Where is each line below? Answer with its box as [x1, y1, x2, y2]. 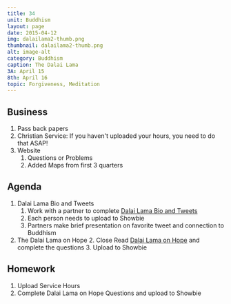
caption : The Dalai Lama [7, 61, 79, 68]
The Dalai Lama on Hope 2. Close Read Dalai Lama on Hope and [17, 236, 200, 244]
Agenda [7, 181, 42, 193]
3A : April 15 [7, 68, 45, 74]
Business [7, 106, 48, 118]
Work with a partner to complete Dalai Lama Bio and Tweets [27, 206, 198, 214]
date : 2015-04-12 [7, 29, 57, 37]
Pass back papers [17, 125, 69, 133]
